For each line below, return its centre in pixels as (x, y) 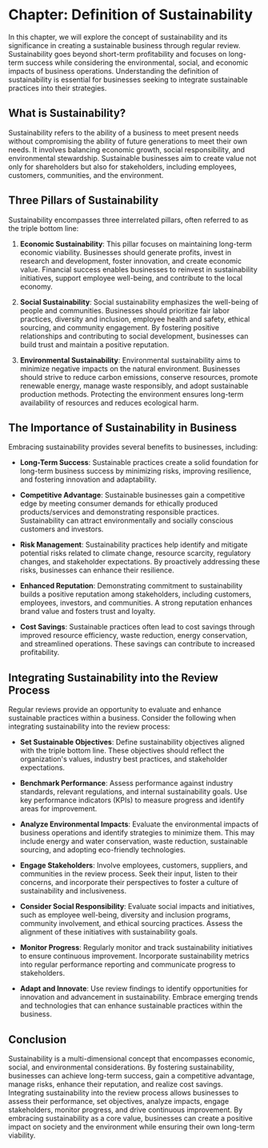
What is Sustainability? (67, 113)
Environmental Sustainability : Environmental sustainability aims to (130, 360)
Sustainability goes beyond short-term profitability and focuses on (118, 54)
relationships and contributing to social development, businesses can (134, 336)
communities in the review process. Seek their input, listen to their (129, 874)
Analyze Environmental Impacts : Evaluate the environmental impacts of (139, 824)
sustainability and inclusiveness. (73, 891)
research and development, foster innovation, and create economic (131, 261)
